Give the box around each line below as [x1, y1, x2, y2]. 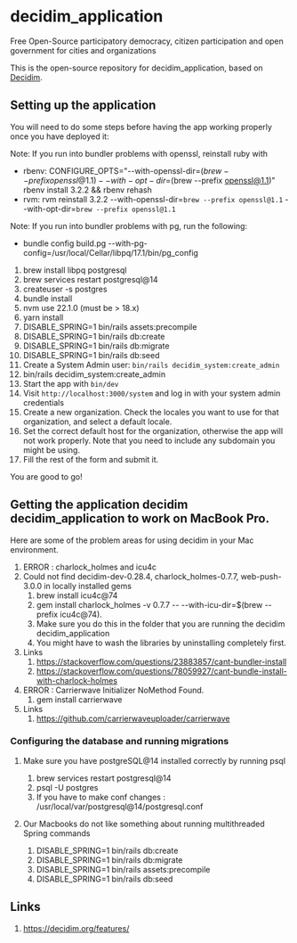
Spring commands [22, 827, 91, 839]
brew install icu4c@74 [36, 590, 118, 601]
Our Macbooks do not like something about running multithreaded [22, 818, 265, 829]
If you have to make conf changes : [36, 791, 165, 802]
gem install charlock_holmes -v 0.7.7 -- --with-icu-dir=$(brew [36, 599, 263, 610]
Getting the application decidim [10, 497, 189, 512]
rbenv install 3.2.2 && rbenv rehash [22, 184, 152, 195]
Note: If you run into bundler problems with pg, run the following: [10, 220, 248, 231]
